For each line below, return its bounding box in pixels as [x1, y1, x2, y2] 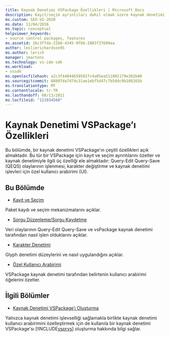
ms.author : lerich [5, 50, 44, 55]
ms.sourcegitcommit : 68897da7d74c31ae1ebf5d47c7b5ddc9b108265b [5, 78, 143, 83]
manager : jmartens [5, 54, 44, 60]
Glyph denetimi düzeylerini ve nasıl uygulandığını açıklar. [5, 251, 124, 258]
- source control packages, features [5, 36, 86, 41]
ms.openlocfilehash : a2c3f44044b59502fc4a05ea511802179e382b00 [5, 74, 143, 79]
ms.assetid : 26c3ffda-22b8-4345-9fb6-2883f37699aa [5, 41, 115, 46]
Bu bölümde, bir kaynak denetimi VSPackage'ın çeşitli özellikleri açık [5, 147, 149, 153]
